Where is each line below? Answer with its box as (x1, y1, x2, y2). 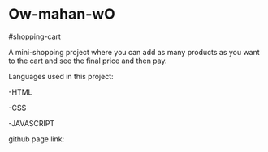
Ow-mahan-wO (8, 5, 115, 23)
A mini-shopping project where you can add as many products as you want (8, 47, 260, 57)
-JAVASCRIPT (8, 118, 55, 128)
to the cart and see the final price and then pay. (8, 56, 168, 65)
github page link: (8, 134, 65, 144)
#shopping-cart (8, 32, 61, 41)
